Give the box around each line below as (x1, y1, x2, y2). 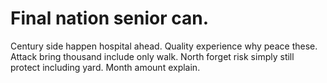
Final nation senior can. (10, 7, 210, 30)
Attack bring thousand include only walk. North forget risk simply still (10, 50, 295, 62)
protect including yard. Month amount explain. (10, 61, 201, 73)
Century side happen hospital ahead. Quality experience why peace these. (10, 40, 318, 52)
